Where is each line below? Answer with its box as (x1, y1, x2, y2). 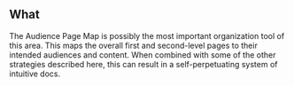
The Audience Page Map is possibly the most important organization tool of (9, 30, 285, 41)
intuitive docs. (9, 68, 60, 79)
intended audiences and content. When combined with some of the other (9, 49, 276, 60)
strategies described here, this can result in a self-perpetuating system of (9, 59, 278, 69)
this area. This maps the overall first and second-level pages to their (9, 40, 259, 51)
